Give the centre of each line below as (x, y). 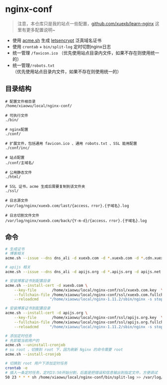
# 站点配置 (15, 157)
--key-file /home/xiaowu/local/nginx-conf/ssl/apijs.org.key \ (89, 318)
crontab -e (16, 368)
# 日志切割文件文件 (22, 215)
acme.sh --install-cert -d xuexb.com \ (46, 285)
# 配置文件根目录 (20, 101)
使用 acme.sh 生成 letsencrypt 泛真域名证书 (57, 40)
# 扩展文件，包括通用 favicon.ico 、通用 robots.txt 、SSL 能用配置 (71, 143)
